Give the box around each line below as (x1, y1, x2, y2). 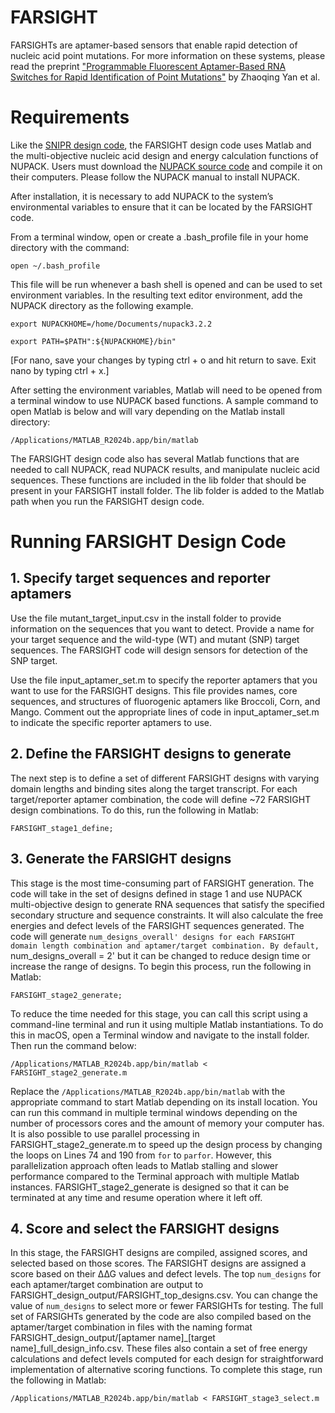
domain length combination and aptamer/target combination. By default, (10, 941, 320, 951)
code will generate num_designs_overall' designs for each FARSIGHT (10, 930, 295, 942)
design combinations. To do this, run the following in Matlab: (10, 804, 259, 816)
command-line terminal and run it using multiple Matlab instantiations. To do (10, 1018, 324, 1030)
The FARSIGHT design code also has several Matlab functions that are (10, 452, 300, 465)
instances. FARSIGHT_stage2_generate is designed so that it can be (10, 1181, 290, 1193)
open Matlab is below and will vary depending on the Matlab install (10, 405, 285, 417)
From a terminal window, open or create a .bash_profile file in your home (10, 231, 309, 243)
